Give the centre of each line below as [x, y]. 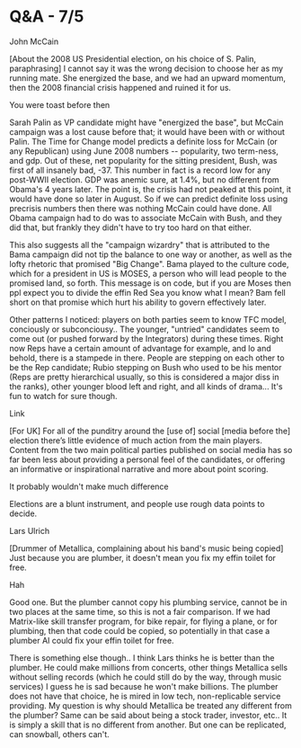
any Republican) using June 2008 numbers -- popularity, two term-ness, [144, 151]
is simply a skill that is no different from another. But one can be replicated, [148, 725]
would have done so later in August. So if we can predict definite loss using [149, 199]
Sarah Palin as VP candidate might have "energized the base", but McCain [146, 122]
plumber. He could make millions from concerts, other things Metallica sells [149, 667]
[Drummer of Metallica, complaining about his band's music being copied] [146, 548]
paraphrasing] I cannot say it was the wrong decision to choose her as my [146, 68]
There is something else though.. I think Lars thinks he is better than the [142, 657]
